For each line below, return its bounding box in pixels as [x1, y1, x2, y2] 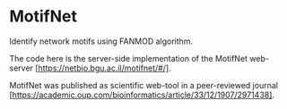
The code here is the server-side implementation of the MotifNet [9, 53, 248, 63]
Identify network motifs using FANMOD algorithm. [9, 36, 194, 46]
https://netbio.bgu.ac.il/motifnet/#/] [38, 63, 170, 73]
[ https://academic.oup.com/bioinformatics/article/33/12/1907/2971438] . [9, 89, 275, 100]
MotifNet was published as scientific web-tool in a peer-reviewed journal [9, 80, 278, 90]
